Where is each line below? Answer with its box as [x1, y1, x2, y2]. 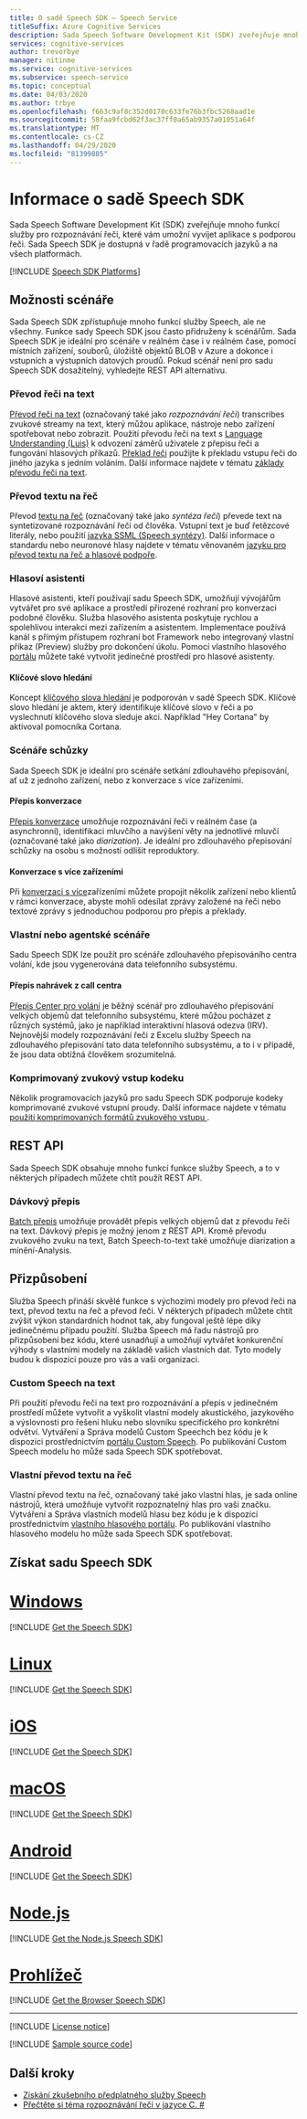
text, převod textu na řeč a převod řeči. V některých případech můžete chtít [9, 1305, 293, 1316]
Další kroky [9, 2065, 75, 2081]
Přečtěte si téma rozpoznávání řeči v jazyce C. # [22, 2099, 206, 2111]
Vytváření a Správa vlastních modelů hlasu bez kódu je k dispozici [9, 1509, 259, 1520]
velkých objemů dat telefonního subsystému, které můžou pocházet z [9, 1010, 271, 1021]
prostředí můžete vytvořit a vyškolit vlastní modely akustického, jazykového [9, 1407, 294, 1418]
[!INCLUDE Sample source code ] [9, 2039, 132, 2050]
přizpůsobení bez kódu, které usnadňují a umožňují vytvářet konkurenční [9, 1334, 283, 1345]
